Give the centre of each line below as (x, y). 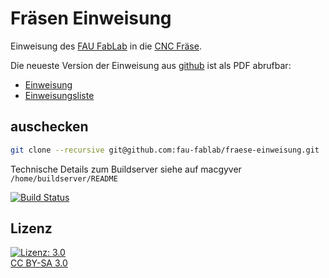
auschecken (49, 127)
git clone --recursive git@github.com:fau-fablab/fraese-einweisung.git (165, 150)
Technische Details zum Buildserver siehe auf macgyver (126, 169)
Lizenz (31, 228)
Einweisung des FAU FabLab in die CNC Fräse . (106, 46)
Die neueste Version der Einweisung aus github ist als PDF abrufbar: (151, 65)
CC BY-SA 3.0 (39, 263)
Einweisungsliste (59, 95)
